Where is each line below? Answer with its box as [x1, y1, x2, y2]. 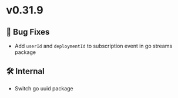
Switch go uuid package [14, 85, 73, 92]
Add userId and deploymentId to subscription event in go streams [14, 42, 173, 49]
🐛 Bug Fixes [6, 27, 50, 37]
